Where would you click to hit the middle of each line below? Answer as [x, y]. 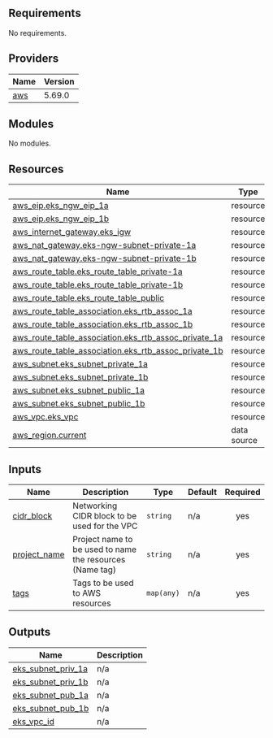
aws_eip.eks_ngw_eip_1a [61, 206]
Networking [95, 506]
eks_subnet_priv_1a [50, 668]
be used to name [104, 549]
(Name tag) [94, 570]
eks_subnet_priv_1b [50, 682]
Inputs [25, 469]
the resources [99, 560]
